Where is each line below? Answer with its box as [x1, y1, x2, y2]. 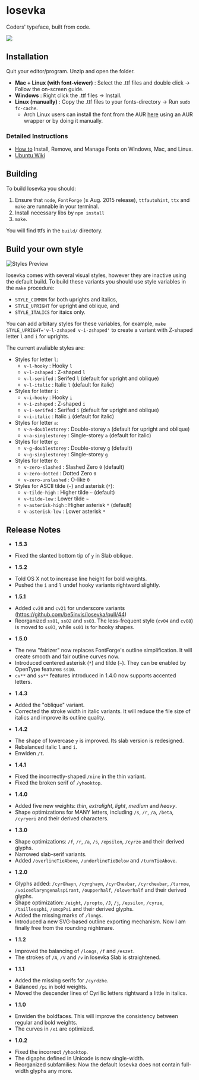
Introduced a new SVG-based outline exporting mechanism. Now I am [14, 918, 186, 925]
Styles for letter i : [14, 387, 58, 394]
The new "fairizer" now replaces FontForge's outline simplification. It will [14, 647, 192, 654]
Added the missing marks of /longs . [14, 912, 103, 919]
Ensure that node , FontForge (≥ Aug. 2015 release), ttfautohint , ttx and [14, 196, 190, 203]
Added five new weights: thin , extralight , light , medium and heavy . [14, 802, 177, 810]
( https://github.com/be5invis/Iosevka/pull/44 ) [14, 611, 127, 618]
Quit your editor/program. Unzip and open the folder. [6, 67, 135, 74]
